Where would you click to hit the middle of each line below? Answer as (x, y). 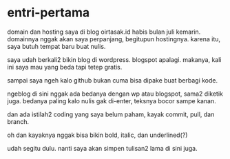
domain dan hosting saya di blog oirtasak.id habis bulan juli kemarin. (104, 32)
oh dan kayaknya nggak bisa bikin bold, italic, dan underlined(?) (97, 135)
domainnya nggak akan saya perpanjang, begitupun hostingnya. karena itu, (114, 39)
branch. (18, 121)
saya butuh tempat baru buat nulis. (56, 46)
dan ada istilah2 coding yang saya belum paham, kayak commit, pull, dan (111, 114)
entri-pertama (49, 13)
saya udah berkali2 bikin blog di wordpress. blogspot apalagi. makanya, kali (114, 59)
